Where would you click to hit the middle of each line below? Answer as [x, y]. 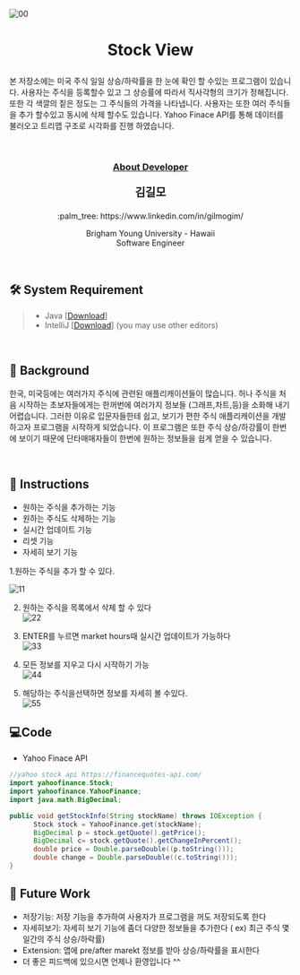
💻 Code [30, 732]
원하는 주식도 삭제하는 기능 [69, 518]
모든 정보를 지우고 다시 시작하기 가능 [86, 664]
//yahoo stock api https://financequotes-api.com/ [106, 775]
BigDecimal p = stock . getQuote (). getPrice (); [119, 833]
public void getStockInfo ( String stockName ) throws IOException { [136, 815]
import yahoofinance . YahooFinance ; [76, 792]
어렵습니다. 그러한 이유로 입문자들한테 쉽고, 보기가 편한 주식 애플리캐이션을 [140, 416]
